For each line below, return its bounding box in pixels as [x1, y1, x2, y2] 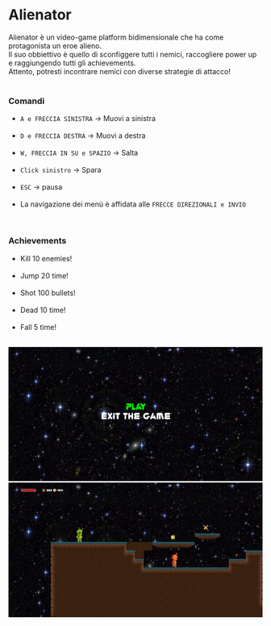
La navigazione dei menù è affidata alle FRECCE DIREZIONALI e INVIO [19, 199, 246, 209]
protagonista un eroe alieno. [8, 40, 102, 50]
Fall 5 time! [19, 322, 56, 332]
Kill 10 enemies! [19, 253, 73, 263]
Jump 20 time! [19, 270, 69, 280]
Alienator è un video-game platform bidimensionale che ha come [8, 32, 224, 42]
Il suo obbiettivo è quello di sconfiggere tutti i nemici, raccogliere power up [8, 49, 257, 59]
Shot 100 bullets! [19, 288, 76, 298]
